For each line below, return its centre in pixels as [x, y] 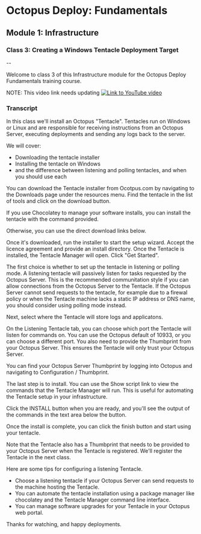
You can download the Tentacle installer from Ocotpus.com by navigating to [100, 188]
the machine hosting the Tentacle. [57, 487]
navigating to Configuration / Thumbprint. [58, 372]
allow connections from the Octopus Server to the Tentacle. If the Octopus [99, 286]
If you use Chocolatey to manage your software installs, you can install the [98, 213]
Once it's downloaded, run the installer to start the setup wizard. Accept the [100, 243]
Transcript [22, 108]
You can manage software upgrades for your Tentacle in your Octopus [102, 506]
